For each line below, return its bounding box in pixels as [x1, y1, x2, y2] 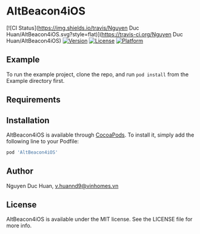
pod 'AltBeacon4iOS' [6, 149, 59, 155]
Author [6, 166, 33, 177]
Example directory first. [6, 77, 65, 84]
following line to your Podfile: [6, 137, 79, 145]
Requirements [6, 95, 61, 105]
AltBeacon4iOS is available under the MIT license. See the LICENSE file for [6, 216, 193, 223]
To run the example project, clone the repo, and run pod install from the [6, 71, 189, 78]
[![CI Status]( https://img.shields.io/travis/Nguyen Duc [6, 24, 139, 31]
